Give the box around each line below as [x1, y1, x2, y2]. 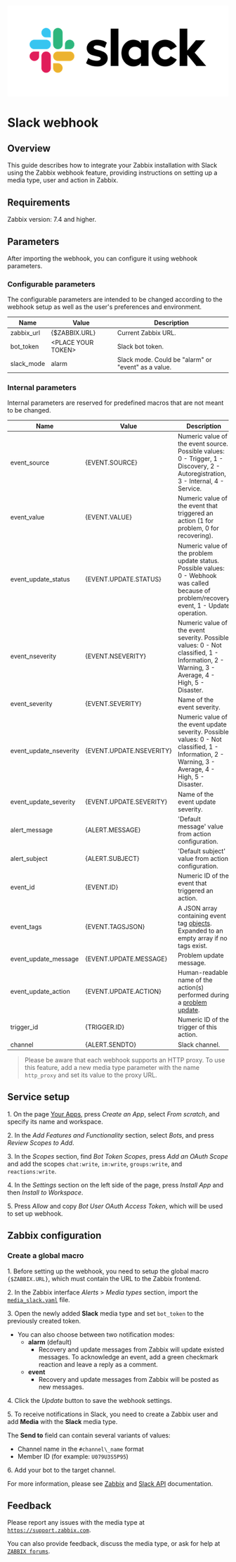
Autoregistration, [178, 470, 226, 478]
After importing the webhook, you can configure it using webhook [7, 254, 198, 263]
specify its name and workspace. [7, 1117, 103, 1126]
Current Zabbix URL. [117, 328, 176, 336]
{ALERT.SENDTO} [85, 1040, 137, 1049]
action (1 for [178, 517, 214, 525]
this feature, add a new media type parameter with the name [24, 1064, 200, 1072]
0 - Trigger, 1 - [178, 455, 223, 463]
